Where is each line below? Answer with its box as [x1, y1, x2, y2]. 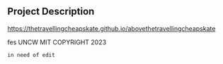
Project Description [7, 6, 95, 18]
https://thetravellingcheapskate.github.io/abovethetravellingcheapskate [7, 24, 216, 32]
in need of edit [7, 51, 55, 58]
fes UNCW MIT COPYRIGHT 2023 [7, 38, 107, 46]
